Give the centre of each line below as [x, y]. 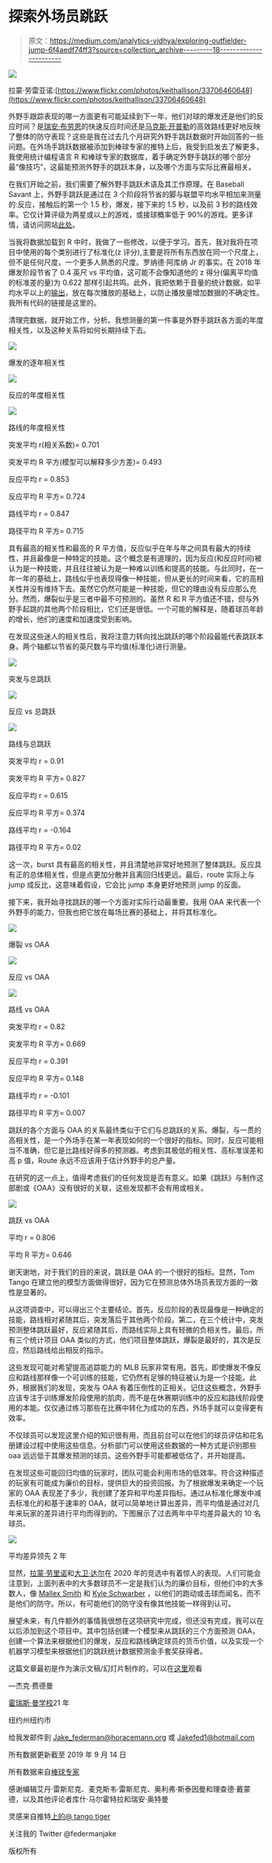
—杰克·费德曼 [31, 1685]
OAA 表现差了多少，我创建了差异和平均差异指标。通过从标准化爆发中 [139, 1492]
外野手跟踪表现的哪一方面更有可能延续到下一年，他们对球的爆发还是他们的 [132, 116]
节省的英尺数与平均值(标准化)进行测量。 [125, 646]
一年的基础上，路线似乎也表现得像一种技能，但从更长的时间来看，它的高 [136, 578]
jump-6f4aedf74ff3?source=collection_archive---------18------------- [145, 49]
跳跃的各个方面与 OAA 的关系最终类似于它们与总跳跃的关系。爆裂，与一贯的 [135, 1130]
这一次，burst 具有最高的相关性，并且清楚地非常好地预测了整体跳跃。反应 [132, 864]
